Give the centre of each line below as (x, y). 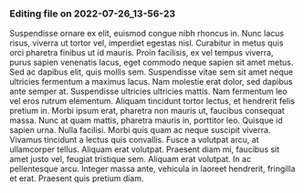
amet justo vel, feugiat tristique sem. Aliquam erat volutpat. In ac (131, 159)
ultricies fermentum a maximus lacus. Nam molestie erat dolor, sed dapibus (151, 82)
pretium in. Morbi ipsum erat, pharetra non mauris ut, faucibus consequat (147, 111)
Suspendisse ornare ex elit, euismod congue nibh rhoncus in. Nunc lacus (147, 34)
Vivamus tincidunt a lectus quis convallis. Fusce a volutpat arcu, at (134, 140)
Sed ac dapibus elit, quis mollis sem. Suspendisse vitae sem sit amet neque (152, 72)
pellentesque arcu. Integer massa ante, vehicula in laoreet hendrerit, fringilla (152, 169)
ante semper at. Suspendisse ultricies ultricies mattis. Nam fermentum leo (148, 91)
